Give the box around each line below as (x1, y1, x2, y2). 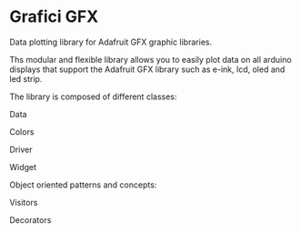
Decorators (9, 214, 52, 225)
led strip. (9, 73, 43, 84)
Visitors (9, 197, 38, 208)
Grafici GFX (9, 6, 99, 27)
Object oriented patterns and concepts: (9, 179, 157, 190)
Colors (9, 126, 35, 137)
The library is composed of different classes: (9, 91, 177, 102)
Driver (9, 144, 33, 155)
